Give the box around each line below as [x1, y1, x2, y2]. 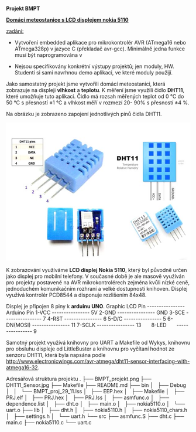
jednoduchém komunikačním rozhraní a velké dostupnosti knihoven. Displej [6, 285, 188, 292]
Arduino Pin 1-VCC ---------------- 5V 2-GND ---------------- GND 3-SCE [6, 309, 185, 316]
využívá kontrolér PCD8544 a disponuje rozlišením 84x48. [6, 291, 147, 298]
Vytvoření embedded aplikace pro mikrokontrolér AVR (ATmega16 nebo [14, 39, 186, 46]
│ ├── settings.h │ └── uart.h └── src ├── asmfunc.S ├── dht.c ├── [6, 413, 184, 420]
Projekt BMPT [6, 5, 40, 12]
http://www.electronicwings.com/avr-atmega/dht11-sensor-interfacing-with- [6, 358, 190, 365]
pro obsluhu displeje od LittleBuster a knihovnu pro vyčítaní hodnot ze [6, 345, 174, 352]
